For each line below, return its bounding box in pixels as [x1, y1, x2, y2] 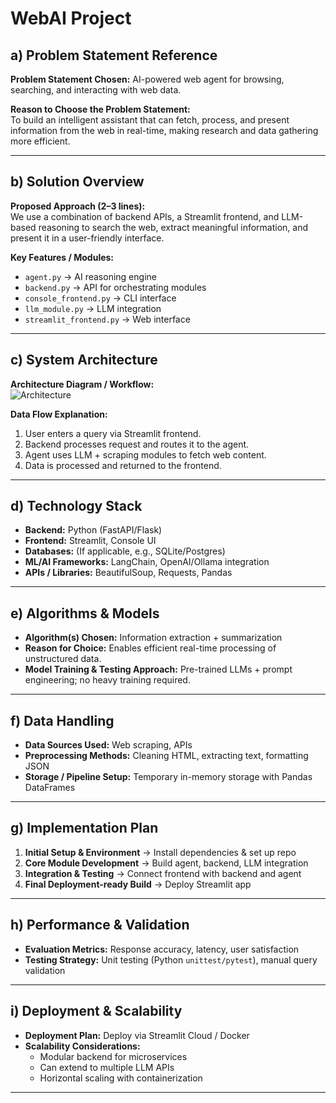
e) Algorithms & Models [10, 605, 160, 622]
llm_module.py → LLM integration [24, 302, 162, 314]
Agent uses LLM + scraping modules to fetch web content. [24, 448, 267, 461]
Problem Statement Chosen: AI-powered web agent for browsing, [10, 73, 285, 85]
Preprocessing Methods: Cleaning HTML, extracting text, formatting [24, 750, 309, 762]
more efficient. [10, 135, 71, 147]
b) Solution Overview [10, 173, 145, 191]
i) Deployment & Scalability [10, 1003, 183, 1020]
